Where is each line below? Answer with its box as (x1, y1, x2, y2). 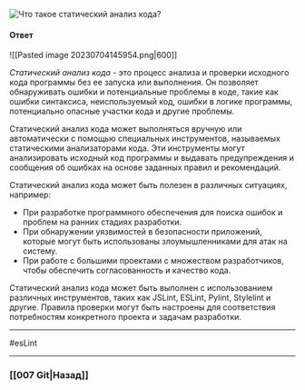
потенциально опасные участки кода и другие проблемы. (9, 105, 235, 117)
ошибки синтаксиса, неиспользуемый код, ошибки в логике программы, (9, 96, 293, 107)
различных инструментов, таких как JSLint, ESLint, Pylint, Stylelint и (9, 292, 271, 304)
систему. (22, 245, 58, 256)
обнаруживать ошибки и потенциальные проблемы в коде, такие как (9, 86, 279, 97)
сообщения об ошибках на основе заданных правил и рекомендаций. (9, 162, 281, 173)
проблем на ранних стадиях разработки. (22, 216, 182, 227)
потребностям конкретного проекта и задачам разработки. (9, 312, 242, 323)
